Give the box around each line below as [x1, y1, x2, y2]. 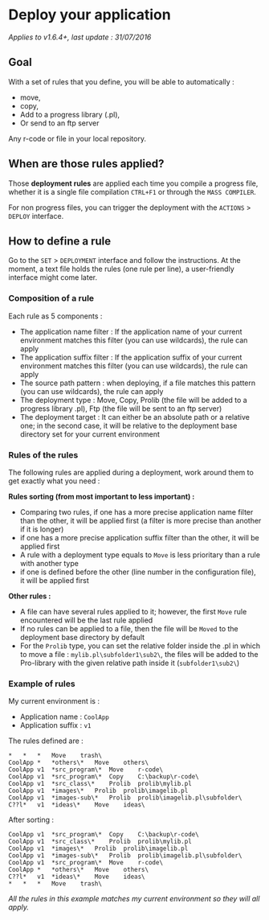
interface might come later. [8, 273, 98, 282]
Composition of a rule [8, 293, 95, 304]
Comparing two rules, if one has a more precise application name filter [19, 507, 254, 516]
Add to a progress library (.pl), [19, 109, 120, 119]
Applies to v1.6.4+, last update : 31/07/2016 [8, 32, 152, 42]
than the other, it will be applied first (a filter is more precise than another [19, 515, 262, 525]
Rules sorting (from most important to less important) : [8, 491, 195, 501]
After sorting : [8, 815, 55, 825]
